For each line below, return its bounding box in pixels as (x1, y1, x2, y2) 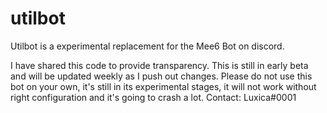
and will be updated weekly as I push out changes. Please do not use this (10, 70, 313, 82)
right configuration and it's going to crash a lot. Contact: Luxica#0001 (10, 91, 297, 103)
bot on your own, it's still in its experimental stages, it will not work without (10, 80, 317, 92)
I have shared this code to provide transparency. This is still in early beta (10, 59, 309, 71)
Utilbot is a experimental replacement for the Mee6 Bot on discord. (10, 40, 285, 52)
